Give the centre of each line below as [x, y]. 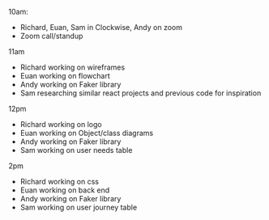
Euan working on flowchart [65, 76]
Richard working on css [60, 182]
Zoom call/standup [51, 36]
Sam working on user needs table [76, 150]
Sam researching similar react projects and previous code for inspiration [141, 93]
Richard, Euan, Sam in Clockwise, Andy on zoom [101, 27]
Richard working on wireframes [73, 67]
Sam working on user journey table [79, 207]
